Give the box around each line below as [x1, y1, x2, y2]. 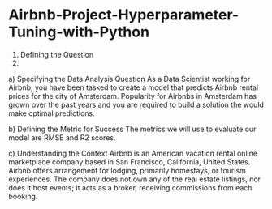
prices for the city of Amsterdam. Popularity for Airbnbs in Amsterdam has [8, 91, 257, 100]
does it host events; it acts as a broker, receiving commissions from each [8, 182, 253, 192]
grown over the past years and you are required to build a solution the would [8, 100, 264, 109]
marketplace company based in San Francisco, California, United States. [8, 156, 251, 167]
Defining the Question [19, 49, 94, 59]
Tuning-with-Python [8, 23, 150, 41]
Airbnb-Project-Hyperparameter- [8, 6, 240, 24]
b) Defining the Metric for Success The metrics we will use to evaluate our [8, 124, 257, 134]
